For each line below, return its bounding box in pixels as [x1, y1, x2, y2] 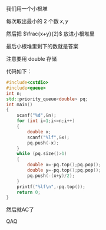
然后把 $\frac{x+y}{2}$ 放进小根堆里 [6, 30, 95, 37]
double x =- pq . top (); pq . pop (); [27, 162, 101, 168]
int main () [6, 101, 33, 107]
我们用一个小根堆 [6, 5, 48, 12]
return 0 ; [16, 189, 41, 195]
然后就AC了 [6, 206, 34, 213]
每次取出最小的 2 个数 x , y [6, 18, 69, 25]
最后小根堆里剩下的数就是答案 [6, 43, 78, 50]
